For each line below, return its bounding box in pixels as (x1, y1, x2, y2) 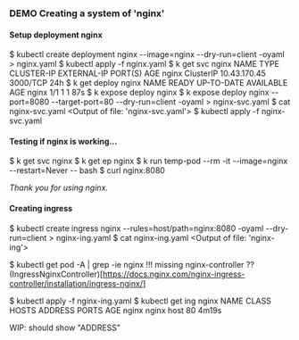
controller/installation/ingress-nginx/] (9, 278, 146, 288)
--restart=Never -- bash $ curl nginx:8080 (9, 165, 165, 176)
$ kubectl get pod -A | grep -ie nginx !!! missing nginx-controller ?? (9, 259, 254, 270)
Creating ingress (9, 203, 73, 213)
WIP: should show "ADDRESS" (9, 322, 121, 333)
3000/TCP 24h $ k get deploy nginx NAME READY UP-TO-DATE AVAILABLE (9, 78, 288, 88)
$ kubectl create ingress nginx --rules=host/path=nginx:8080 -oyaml (9, 222, 264, 234)
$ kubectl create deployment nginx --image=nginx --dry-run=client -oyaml (9, 49, 286, 60)
